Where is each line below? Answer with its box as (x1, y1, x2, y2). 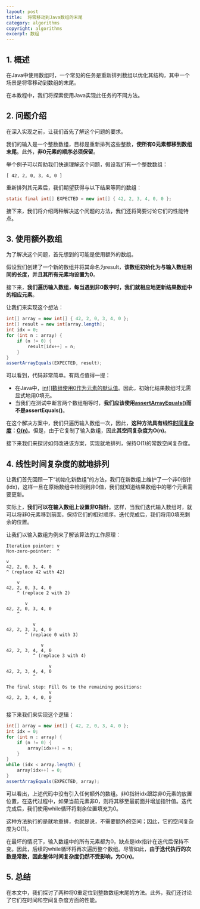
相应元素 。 (11, 291, 37, 299)
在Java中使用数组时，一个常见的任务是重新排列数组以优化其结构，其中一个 (6, 71, 190, 78)
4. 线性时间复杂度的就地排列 (6, 459, 110, 469)
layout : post (6, 8, 39, 15)
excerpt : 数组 (6, 31, 40, 37)
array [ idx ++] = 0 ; (17, 767, 62, 773)
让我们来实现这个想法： (6, 304, 64, 311)
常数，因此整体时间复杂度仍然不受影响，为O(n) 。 (16, 852, 138, 860)
